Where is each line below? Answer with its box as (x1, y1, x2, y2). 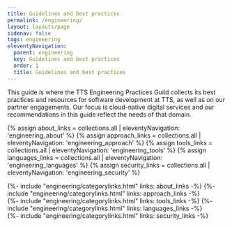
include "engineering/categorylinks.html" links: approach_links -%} (7, 189, 201, 198)
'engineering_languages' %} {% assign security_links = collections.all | (7, 161, 210, 169)
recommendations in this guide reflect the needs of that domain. (7, 110, 192, 119)
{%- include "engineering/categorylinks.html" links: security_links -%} (7, 211, 209, 220)
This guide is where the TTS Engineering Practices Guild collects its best (7, 88, 216, 96)
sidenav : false (7, 29, 52, 37)
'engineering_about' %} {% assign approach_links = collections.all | (7, 131, 201, 140)
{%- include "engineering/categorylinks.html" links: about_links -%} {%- (7, 182, 216, 190)
